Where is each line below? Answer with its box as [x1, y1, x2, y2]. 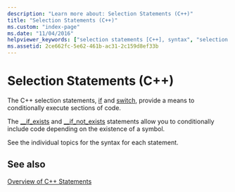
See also [7, 158, 46, 170]
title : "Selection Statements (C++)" [7, 17, 118, 24]
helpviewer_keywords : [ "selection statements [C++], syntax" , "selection [7, 36, 229, 43]
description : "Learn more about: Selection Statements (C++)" [7, 10, 193, 18]
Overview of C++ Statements [7, 177, 92, 186]
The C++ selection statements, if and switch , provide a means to [7, 96, 195, 104]
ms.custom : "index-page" [7, 23, 80, 30]
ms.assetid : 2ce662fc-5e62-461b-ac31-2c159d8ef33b [7, 43, 159, 50]
